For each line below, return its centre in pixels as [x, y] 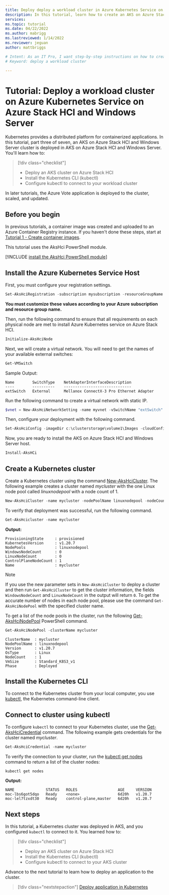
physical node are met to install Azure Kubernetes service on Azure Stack [81, 324]
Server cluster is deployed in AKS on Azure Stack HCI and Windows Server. [83, 148]
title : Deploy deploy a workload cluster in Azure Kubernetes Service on [84, 10]
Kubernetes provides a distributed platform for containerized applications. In [84, 137]
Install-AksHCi [21, 453]
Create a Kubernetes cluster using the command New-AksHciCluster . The [81, 481]
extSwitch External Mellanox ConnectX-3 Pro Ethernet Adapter [80, 391]
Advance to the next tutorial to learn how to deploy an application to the [79, 872]
